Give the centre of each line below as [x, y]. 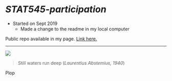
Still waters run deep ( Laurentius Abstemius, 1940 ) [71, 63]
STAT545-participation [56, 9]
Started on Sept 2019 [35, 23]
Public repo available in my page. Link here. [51, 39]
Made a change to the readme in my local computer [75, 29]
